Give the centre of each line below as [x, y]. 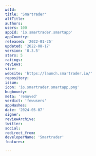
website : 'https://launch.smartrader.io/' [49, 74]
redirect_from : [20, 133]
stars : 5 [14, 55]
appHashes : [16, 105]
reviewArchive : [20, 119]
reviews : [14, 64]
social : [13, 128]
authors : [14, 23]
